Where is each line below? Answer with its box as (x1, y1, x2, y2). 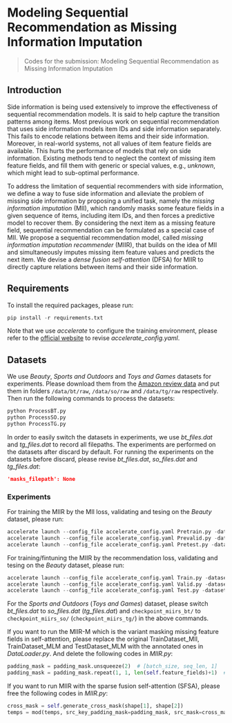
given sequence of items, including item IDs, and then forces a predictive (7, 211, 215, 219)
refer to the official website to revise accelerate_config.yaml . (7, 334, 180, 342)
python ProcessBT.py (7, 408, 67, 415)
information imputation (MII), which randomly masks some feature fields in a (7, 204, 224, 212)
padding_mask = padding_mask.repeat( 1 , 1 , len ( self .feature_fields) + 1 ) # (7, 669, 227, 677)
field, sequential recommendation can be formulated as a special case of (7, 226, 215, 234)
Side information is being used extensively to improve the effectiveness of (7, 102, 218, 111)
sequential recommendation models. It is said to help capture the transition (7, 110, 220, 118)
